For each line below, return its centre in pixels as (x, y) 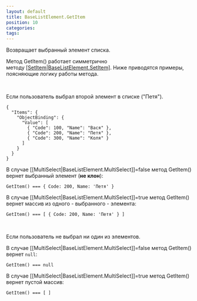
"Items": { (25, 113)
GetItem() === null (30, 265)
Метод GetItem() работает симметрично (57, 62)
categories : (21, 28)
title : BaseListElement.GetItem (46, 17)
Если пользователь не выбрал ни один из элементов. (73, 237)
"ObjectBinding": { (41, 118)
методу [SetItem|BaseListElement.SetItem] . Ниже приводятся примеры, (95, 67)
